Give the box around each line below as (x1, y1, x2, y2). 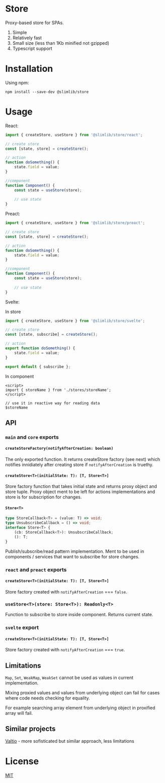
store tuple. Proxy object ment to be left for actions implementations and (5, 488, 155, 495)
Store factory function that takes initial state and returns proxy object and (5, 483, 157, 490)
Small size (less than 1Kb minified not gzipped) (12, 40, 110, 46)
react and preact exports (5, 566, 67, 573)
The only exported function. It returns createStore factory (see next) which (5, 456, 160, 462)
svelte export (5, 624, 39, 631)
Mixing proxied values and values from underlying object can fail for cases (5, 690, 160, 696)
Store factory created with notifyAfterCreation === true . (5, 647, 125, 653)
